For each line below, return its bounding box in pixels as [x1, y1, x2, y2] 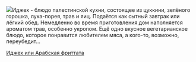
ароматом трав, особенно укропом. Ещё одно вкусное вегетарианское [6, 25, 188, 32]
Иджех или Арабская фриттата [6, 50, 84, 56]
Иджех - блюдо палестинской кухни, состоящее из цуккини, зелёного [12, 6, 191, 14]
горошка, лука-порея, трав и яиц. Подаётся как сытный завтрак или [6, 13, 180, 19]
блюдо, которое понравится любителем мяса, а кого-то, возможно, [6, 32, 179, 38]
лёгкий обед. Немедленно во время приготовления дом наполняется [6, 19, 183, 26]
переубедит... [6, 38, 40, 45]
